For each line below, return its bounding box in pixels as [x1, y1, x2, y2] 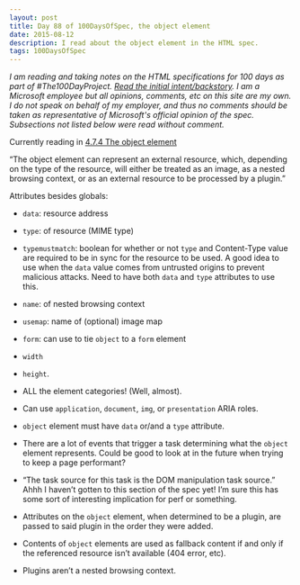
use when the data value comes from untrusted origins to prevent [22, 262, 265, 273]
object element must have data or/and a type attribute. [22, 420, 225, 432]
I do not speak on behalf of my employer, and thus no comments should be [9, 100, 288, 111]
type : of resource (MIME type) [22, 226, 135, 237]
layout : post [9, 13, 58, 22]
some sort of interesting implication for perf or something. [22, 494, 238, 505]
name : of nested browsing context [22, 299, 146, 310]
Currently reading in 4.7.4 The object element [9, 137, 177, 148]
